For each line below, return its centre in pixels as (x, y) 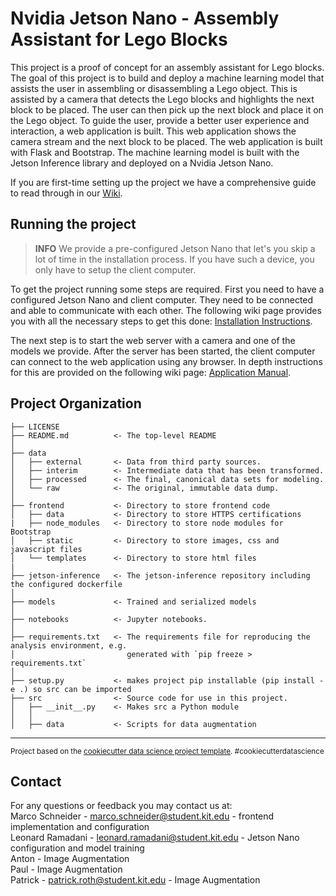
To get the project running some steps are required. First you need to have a (167, 289)
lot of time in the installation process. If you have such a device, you (174, 259)
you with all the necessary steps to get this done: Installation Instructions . (161, 321)
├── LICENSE (35, 427)
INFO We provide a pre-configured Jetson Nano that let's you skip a (175, 248)
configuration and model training (77, 848)
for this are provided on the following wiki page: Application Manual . (151, 372)
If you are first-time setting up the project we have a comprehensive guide (163, 182)
